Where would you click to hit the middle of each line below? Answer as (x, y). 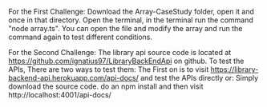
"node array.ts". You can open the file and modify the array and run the (125, 28)
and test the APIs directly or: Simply (199, 78)
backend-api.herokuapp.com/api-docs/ (73, 78)
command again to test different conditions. (80, 37)
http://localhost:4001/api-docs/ (60, 95)
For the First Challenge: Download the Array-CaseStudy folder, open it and (131, 12)
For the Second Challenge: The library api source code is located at (120, 52)
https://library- (235, 69)
